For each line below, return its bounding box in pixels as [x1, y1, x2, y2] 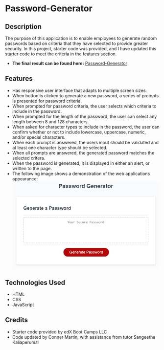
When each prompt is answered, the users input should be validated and [12, 139, 159, 145]
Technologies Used [5, 278, 65, 286]
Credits [5, 316, 28, 324]
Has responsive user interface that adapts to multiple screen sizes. [12, 87, 147, 93]
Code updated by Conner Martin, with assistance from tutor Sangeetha [12, 334, 156, 340]
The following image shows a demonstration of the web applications [12, 171, 150, 176]
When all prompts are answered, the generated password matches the [12, 150, 155, 155]
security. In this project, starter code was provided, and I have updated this [5, 46, 157, 51]
